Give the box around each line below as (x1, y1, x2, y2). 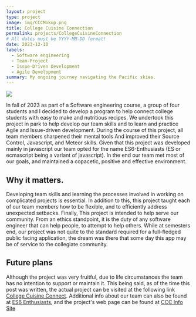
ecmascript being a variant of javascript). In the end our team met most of (6, 151, 185, 159)
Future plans (6, 257, 53, 268)
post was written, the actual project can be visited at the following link (6, 286, 175, 293)
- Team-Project (11, 58, 49, 64)
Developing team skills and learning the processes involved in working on (6, 190, 184, 197)
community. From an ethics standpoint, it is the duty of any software (6, 216, 171, 223)
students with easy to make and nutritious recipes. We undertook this (6, 114, 174, 121)
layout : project (6, 8, 46, 15)
